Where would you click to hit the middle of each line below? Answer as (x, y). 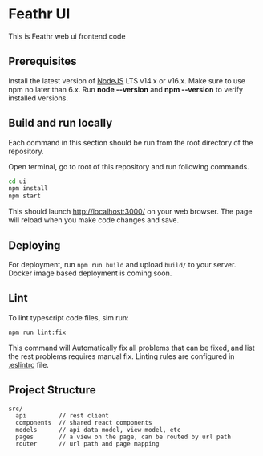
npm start (25, 196)
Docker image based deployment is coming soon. (90, 273)
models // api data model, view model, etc (98, 430)
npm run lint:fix (37, 332)
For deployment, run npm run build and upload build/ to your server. (122, 265)
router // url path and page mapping (87, 444)
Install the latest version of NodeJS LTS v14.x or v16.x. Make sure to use (127, 80)
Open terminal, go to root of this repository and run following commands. (129, 166)
